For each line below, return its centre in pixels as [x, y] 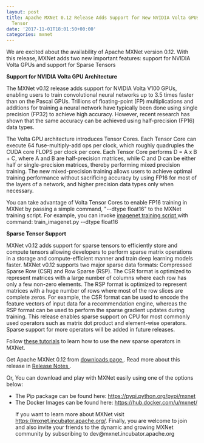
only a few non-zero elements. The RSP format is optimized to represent [97, 284]
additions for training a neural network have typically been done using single [102, 108]
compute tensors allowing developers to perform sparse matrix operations [99, 252]
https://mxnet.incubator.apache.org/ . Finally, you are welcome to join [101, 421]
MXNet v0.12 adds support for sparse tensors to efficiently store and [92, 246]
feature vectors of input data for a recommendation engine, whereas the [97, 304]
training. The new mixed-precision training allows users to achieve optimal [99, 172]
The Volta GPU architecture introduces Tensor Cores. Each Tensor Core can [101, 139]
